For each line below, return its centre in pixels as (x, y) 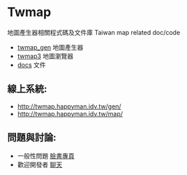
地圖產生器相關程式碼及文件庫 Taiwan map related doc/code (94, 32)
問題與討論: (32, 138)
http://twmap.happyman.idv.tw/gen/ (69, 106)
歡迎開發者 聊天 (40, 164)
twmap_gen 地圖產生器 (50, 47)
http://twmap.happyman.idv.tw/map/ (70, 113)
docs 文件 (32, 64)
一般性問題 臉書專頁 (46, 155)
